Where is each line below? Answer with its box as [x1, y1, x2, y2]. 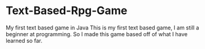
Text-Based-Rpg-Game [6, 4, 128, 18]
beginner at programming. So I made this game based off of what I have [6, 30, 188, 37]
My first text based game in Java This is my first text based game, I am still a [6, 24, 199, 31]
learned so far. [6, 37, 42, 44]
